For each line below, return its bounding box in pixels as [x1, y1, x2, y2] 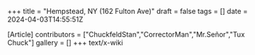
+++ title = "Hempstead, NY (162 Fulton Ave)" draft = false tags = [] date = [7, 7, 248, 15]
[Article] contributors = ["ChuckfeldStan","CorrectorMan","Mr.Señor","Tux [7, 30, 245, 39]
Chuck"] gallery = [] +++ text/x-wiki [7, 38, 123, 47]
